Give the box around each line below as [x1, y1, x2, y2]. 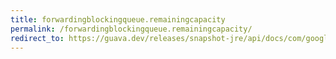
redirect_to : [10, 33, 65, 43]
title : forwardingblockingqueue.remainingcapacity [10, 14, 226, 25]
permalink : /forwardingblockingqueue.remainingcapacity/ [10, 24, 253, 34]
